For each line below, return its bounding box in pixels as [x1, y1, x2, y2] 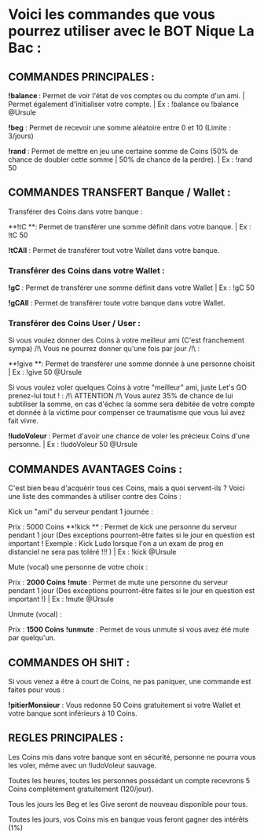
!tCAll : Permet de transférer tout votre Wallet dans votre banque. [8, 245, 220, 255]
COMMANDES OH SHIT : [8, 656, 130, 669]
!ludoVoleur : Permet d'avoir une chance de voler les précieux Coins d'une [8, 431, 251, 441]
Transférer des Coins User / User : [8, 318, 141, 329]
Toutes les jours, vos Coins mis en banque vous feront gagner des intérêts [8, 815, 249, 824]
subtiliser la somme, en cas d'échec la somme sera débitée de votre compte [8, 399, 255, 409]
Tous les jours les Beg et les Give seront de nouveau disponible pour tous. [8, 799, 248, 808]
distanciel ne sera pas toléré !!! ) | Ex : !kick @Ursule [8, 548, 177, 557]
